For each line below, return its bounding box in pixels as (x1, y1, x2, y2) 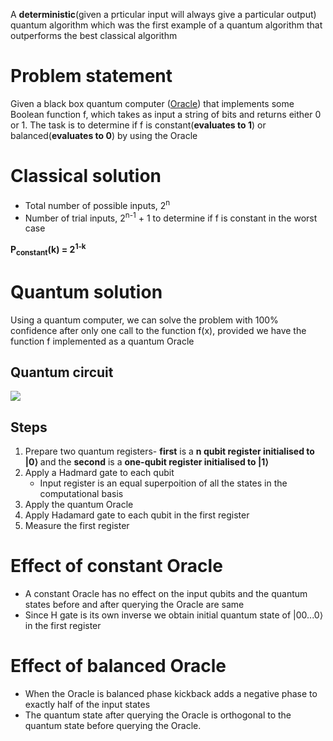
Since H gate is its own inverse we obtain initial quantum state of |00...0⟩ (24, 609, 324, 621)
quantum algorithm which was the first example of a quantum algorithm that (10, 19, 323, 31)
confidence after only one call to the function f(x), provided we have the (10, 324, 307, 336)
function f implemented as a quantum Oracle (10, 335, 195, 347)
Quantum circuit (10, 364, 114, 381)
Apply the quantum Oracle (24, 499, 134, 511)
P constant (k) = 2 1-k (10, 242, 87, 258)
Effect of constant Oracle (10, 555, 223, 578)
